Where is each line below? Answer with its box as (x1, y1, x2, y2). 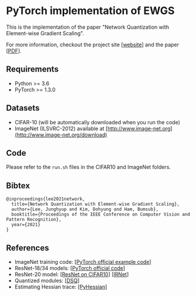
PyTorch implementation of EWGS (6, 4, 175, 18)
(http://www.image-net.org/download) (14, 131, 107, 138)
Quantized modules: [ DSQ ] (14, 277, 80, 284)
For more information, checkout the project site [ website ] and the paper (6, 41, 180, 48)
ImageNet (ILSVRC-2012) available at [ (14, 125, 108, 132)
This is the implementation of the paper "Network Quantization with (6, 23, 169, 30)
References (6, 243, 49, 253)
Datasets (6, 103, 40, 113)
